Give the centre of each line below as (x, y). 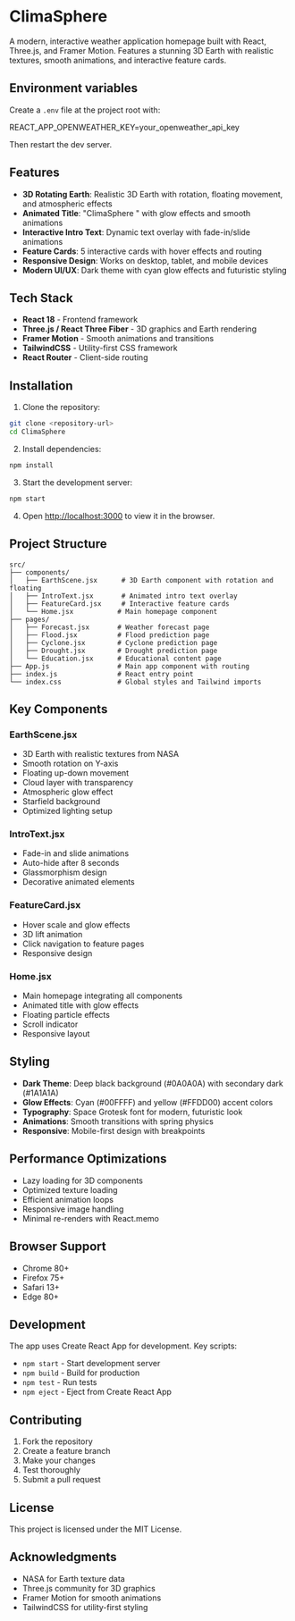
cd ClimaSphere (38, 432)
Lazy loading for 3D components (82, 1180)
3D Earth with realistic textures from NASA (101, 754)
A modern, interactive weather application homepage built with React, (138, 41)
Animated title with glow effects (80, 1005)
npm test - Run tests (59, 1382)
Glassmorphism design (64, 872)
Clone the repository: (61, 407)
